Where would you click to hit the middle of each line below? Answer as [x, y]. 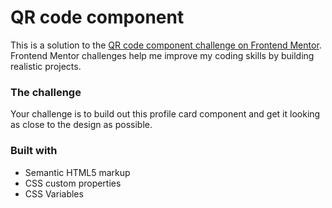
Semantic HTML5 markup [77, 172]
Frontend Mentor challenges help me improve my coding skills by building [162, 55]
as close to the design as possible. [81, 125]
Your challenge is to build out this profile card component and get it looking [165, 114]
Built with [34, 151]
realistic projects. [46, 66]
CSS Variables [54, 193]
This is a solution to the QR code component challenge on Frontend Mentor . [166, 45]
